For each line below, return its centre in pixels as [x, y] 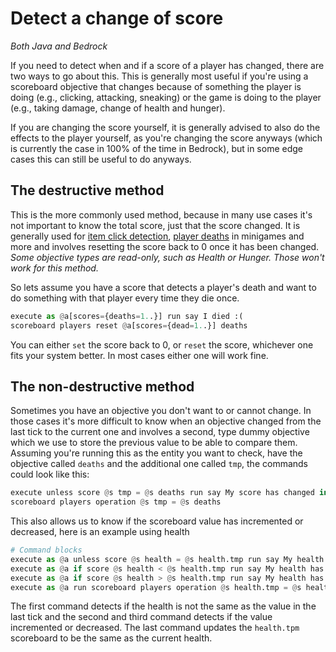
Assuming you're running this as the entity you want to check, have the [156, 453]
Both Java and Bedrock [59, 46]
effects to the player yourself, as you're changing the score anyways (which [166, 138]
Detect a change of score [117, 18]
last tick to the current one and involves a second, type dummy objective [160, 432]
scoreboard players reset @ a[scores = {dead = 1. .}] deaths [129, 325]
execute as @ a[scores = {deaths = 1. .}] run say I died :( [127, 316]
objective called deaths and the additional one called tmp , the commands [159, 464]
